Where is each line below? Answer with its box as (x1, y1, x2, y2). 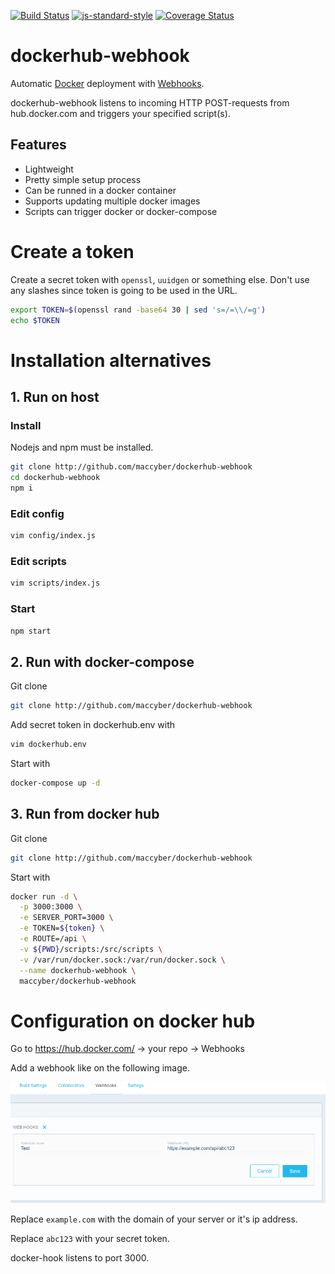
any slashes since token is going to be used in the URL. (10, 284, 238, 296)
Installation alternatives (10, 349, 212, 372)
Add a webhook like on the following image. (10, 1062, 191, 1074)
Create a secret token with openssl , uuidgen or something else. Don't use (10, 273, 310, 285)
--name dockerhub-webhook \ (19, 965, 137, 975)
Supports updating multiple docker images (24, 195, 201, 207)
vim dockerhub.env (10, 740, 87, 750)
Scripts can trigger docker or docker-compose (24, 205, 218, 217)
